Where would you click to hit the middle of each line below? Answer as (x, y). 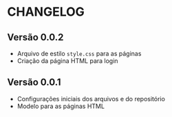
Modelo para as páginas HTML (61, 106)
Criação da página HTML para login (67, 61)
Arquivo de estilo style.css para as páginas (79, 53)
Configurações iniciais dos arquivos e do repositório (91, 99)
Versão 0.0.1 (34, 82)
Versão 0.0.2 (35, 37)
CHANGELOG (46, 12)
